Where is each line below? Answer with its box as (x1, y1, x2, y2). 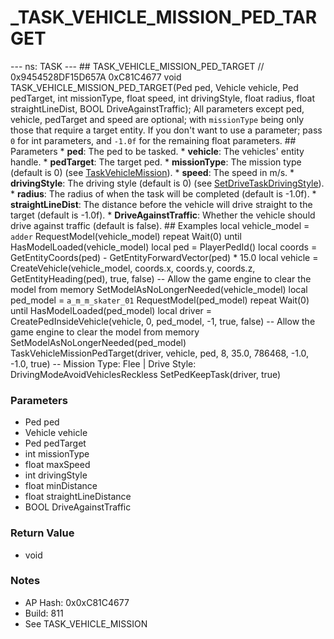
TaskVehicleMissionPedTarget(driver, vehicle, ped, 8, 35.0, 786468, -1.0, (10, 347, 310, 359)
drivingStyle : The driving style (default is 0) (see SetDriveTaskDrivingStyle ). (10, 177, 325, 189)
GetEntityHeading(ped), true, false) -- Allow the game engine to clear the (10, 272, 312, 285)
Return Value (10, 526, 75, 540)
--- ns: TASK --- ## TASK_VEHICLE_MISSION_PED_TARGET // (10, 60, 265, 72)
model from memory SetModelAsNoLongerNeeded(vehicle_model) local (10, 283, 308, 295)
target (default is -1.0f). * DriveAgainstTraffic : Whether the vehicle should (10, 209, 316, 221)
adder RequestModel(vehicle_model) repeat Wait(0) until (10, 230, 242, 242)
